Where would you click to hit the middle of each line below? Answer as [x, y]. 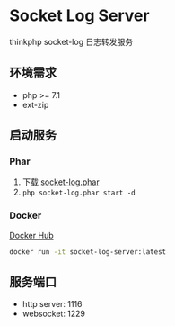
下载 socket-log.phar [61, 182]
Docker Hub [31, 235]
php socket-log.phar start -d [79, 193]
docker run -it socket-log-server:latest [88, 252]
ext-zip [35, 104]
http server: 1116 [52, 304]
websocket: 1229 [54, 314]
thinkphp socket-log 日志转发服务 [71, 41]
